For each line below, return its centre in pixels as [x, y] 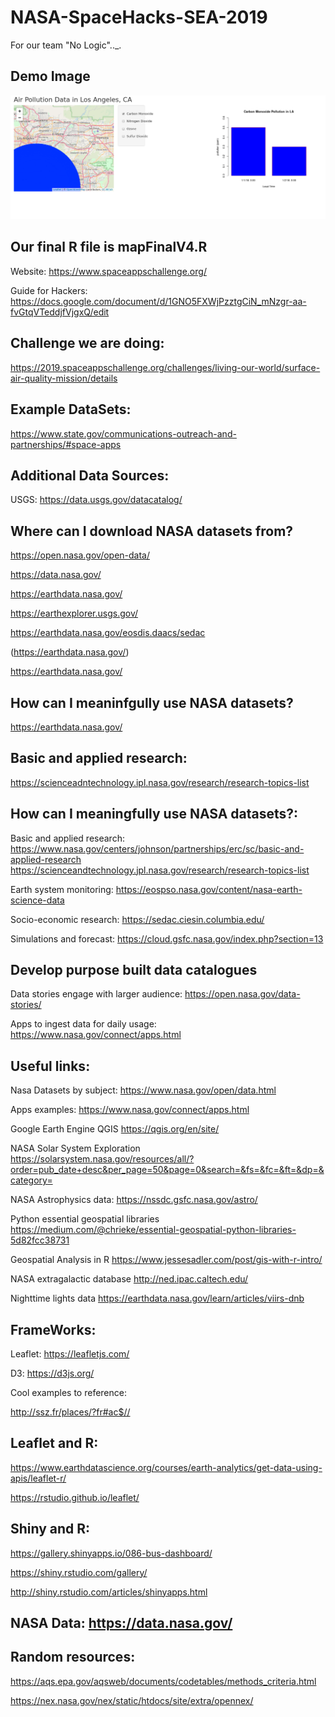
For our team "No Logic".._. [66, 45]
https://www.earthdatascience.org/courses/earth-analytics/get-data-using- [166, 1467]
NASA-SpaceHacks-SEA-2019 [139, 17]
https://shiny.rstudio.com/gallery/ [79, 1572]
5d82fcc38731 [40, 1240]
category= [31, 1180]
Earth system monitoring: [62, 889]
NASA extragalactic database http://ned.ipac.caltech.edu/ [129, 1279]
